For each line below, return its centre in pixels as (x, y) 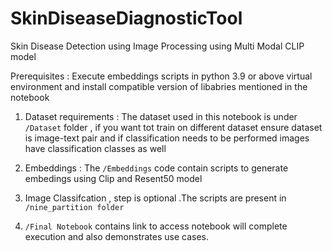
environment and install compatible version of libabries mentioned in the (159, 86)
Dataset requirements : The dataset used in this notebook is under (161, 116)
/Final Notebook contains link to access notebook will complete (156, 226)
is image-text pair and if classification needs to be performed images (167, 138)
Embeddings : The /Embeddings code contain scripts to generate (156, 168)
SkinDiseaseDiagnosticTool (126, 18)
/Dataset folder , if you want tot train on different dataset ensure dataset (173, 127)
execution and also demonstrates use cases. (117, 236)
